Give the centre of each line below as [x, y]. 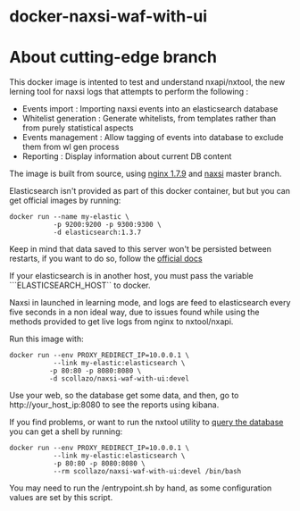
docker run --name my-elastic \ [69, 217]
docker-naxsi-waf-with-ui [108, 17]
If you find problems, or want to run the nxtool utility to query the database [146, 423]
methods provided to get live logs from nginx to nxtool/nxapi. [121, 322]
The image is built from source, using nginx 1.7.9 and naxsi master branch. [146, 174]
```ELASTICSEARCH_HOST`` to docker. [80, 285]
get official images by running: [65, 201]
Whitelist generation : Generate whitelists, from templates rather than [149, 119]
